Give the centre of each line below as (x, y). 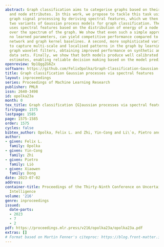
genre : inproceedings (27, 201)
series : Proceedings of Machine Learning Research (58, 82)
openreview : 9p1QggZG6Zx (30, 64)
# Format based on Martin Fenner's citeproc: (52, 237)
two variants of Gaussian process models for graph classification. (81, 23)
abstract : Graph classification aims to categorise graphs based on (76, 10)
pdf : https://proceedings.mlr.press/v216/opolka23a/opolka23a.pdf (74, 228)
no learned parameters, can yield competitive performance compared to (84, 37)
